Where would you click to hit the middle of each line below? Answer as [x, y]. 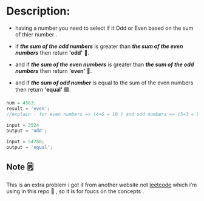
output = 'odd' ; [27, 131]
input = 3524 [23, 125]
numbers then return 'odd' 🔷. [52, 52]
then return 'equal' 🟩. [43, 89]
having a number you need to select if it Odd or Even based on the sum [104, 28]
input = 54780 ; [25, 142]
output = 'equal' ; [29, 148]
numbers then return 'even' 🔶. [53, 70]
